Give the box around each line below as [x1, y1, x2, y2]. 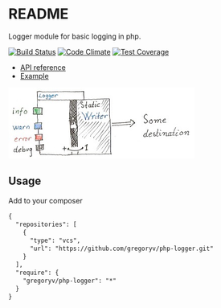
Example [19, 71, 50, 80]
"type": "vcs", [29, 236, 81, 244]
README [8, 5, 69, 23]
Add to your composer [8, 195, 83, 205]
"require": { [15, 269, 59, 277]
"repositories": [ [15, 220, 78, 228]
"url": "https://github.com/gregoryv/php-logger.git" [29, 244, 215, 253]
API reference [19, 62, 66, 72]
